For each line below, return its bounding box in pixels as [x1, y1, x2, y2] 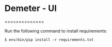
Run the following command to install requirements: [4, 28, 108, 34]
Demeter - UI [4, 3, 57, 14]
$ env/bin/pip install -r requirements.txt [4, 37, 94, 42]
